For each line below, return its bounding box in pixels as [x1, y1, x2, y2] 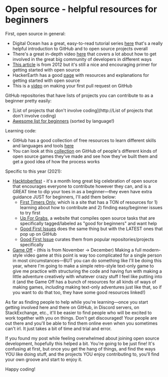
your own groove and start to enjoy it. [5, 356, 82, 363]
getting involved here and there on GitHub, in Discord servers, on [5, 304, 139, 310]
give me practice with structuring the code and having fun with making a [12, 268, 162, 274]
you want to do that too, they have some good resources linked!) [12, 289, 146, 295]
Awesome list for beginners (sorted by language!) [12, 118, 114, 124]
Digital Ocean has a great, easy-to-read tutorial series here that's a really [12, 40, 163, 46]
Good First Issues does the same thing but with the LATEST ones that [19, 226, 163, 232]
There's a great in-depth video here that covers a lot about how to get [12, 51, 156, 57]
